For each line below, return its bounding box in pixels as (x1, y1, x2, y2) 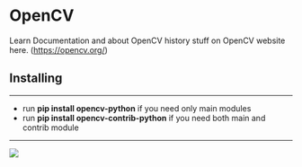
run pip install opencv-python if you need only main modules (22, 102, 252, 113)
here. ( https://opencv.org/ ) (9, 44, 108, 55)
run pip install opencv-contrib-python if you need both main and (22, 112, 266, 123)
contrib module (22, 122, 79, 133)
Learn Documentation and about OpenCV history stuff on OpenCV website (9, 35, 286, 46)
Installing (9, 71, 63, 86)
